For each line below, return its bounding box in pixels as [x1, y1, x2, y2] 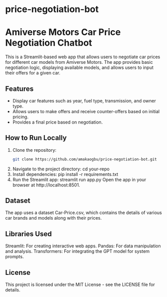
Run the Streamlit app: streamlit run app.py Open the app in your [12, 176, 146, 182]
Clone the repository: [12, 147, 57, 153]
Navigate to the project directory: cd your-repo [12, 166, 110, 172]
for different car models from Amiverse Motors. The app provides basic [5, 59, 153, 65]
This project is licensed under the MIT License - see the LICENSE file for [5, 281, 155, 287]
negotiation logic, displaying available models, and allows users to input [5, 64, 154, 71]
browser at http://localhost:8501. [12, 182, 80, 188]
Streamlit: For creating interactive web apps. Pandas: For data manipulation [5, 243, 161, 249]
